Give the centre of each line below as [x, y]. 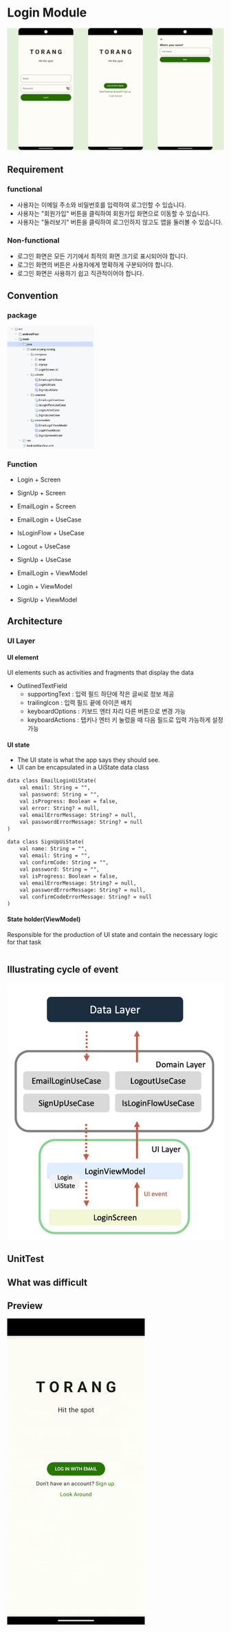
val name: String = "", [54, 849]
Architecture [35, 621]
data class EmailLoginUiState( [52, 781]
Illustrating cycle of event [63, 970]
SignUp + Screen [41, 493]
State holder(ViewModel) [44, 919]
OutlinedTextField [42, 686]
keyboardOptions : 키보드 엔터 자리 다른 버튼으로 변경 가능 [107, 712]
